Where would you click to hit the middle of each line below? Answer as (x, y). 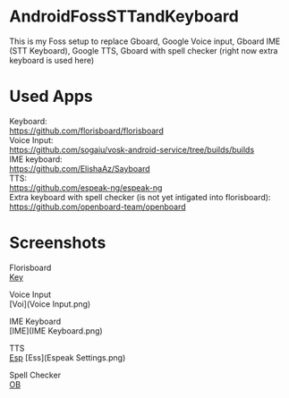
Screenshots (58, 243)
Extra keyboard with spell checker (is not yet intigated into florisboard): (140, 197)
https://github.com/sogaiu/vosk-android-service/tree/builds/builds (132, 149)
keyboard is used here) (52, 60)
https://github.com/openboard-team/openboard (98, 207)
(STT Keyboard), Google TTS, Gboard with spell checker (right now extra (144, 50)
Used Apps (51, 97)
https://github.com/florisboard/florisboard (86, 131)
